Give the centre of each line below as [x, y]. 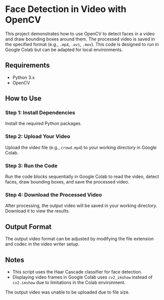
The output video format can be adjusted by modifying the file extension [80, 239]
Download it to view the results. [37, 211]
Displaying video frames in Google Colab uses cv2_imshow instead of [82, 277]
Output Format [28, 227]
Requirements [27, 65]
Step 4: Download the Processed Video [54, 194]
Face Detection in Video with [66, 9]
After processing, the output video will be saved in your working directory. [81, 205]
